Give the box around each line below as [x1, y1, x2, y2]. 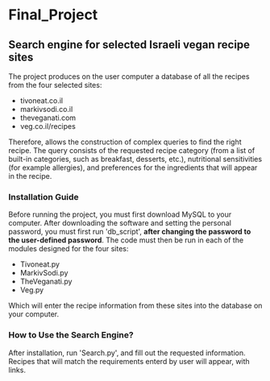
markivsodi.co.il [19, 105, 73, 114]
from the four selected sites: [8, 81, 102, 89]
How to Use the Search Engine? [8, 329, 135, 341]
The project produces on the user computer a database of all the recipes [8, 72, 250, 81]
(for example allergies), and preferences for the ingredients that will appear [8, 163, 258, 172]
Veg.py [19, 285, 44, 295]
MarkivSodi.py [19, 268, 69, 278]
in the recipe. [8, 172, 52, 180]
